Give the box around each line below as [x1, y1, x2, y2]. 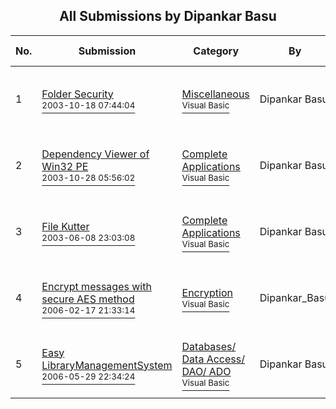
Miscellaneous [181, 87, 250, 101]
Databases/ [181, 339, 237, 353]
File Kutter [41, 219, 90, 233]
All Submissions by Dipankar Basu [59, 8, 277, 25]
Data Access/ [181, 352, 245, 366]
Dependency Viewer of [41, 147, 150, 161]
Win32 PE [41, 159, 89, 173]
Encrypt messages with [41, 279, 152, 293]
